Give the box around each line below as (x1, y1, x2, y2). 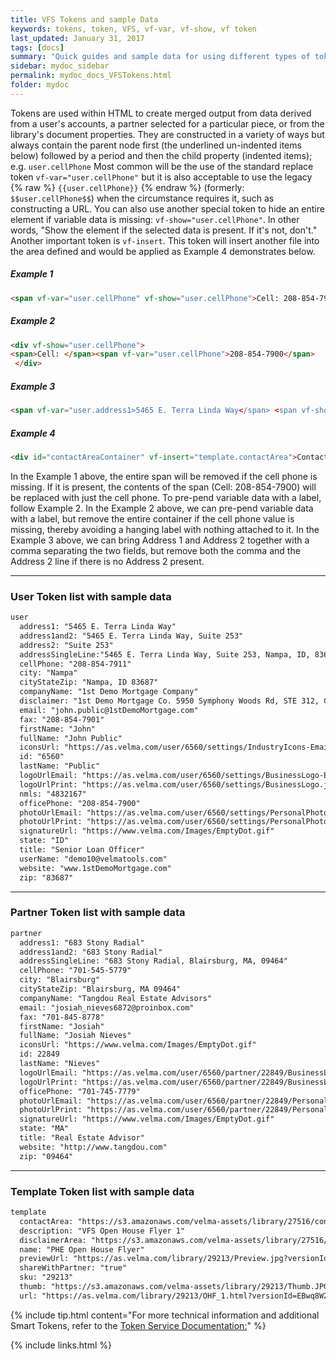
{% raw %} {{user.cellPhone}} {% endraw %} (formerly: (10, 181, 245, 193)
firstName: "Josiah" (19, 1021, 105, 1031)
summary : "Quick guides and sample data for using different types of (10, 52, 311, 62)
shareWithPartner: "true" (19, 1263, 128, 1273)
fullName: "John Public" (19, 733, 123, 743)
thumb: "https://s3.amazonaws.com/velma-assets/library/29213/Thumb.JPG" (19, 1282, 333, 1292)
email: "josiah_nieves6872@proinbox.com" (19, 1002, 195, 1013)
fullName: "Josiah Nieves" (19, 1031, 132, 1041)
